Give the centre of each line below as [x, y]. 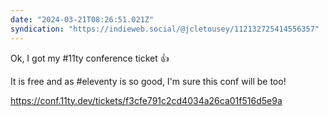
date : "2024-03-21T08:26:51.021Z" [82, 19]
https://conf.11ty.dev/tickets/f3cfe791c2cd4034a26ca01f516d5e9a [146, 100]
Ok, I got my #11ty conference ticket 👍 [90, 58]
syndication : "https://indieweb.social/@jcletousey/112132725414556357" [165, 29]
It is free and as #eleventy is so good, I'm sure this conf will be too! [148, 81]
